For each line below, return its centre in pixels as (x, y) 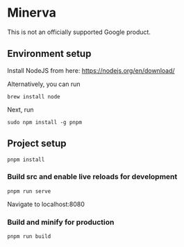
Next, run (20, 110)
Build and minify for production (61, 222)
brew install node (34, 96)
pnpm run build (29, 237)
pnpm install (26, 160)
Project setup (37, 144)
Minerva (32, 13)
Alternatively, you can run (44, 84)
